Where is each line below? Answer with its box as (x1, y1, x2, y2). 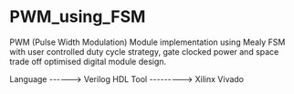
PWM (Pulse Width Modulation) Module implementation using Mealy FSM (9, 37, 286, 47)
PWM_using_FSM (9, 6, 146, 27)
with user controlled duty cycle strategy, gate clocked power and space (9, 46, 279, 57)
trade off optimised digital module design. (9, 56, 167, 67)
